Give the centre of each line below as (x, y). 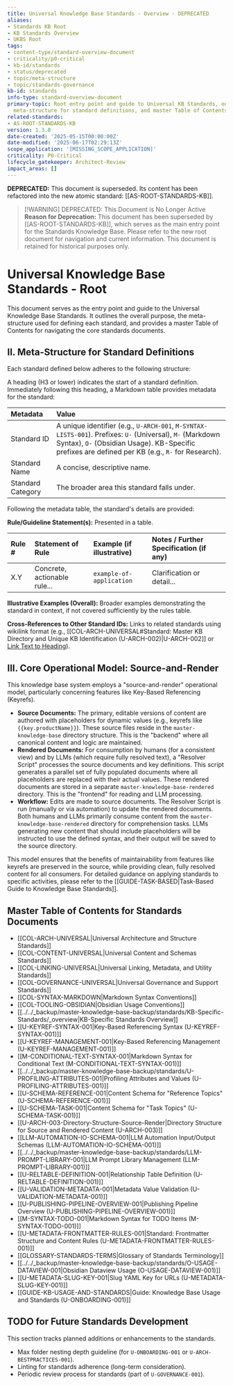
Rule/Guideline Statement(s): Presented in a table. (80, 522)
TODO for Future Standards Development (98, 1321)
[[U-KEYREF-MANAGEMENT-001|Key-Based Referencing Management (119, 1042)
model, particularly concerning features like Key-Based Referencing (104, 692)
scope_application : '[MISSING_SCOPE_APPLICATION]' (82, 149)
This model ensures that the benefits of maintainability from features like (111, 859)
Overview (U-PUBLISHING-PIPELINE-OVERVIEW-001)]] (96, 1211)
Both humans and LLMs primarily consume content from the (103, 816)
